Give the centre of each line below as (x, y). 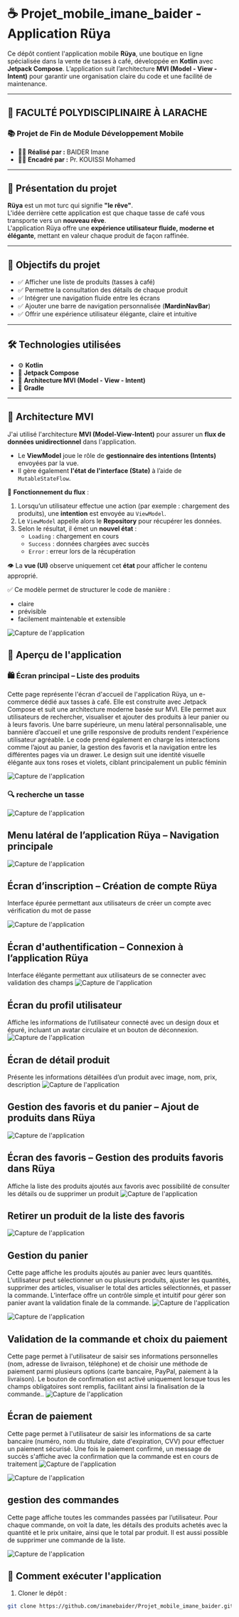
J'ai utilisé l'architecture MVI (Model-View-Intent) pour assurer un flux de (117, 434)
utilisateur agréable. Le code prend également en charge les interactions (114, 739)
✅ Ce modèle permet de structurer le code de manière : (89, 589)
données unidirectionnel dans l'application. (72, 442)
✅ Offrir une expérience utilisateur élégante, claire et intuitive (107, 314)
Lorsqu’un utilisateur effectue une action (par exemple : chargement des (123, 506)
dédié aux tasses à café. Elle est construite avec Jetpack (124, 702)
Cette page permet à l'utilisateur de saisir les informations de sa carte (110, 1433)
